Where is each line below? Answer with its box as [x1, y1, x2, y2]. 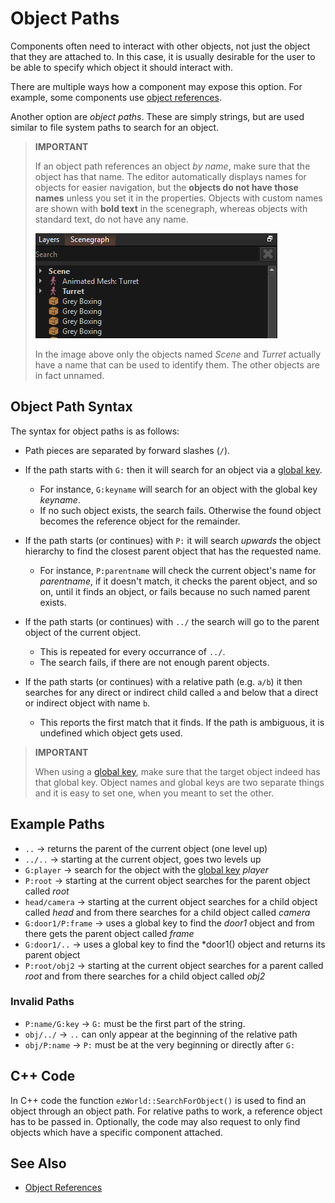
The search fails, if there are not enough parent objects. [39, 656, 270, 668]
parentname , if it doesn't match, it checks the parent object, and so [39, 575, 318, 587]
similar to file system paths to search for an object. [10, 121, 220, 133]
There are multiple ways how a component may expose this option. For [10, 80, 303, 92]
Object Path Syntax [10, 398, 133, 416]
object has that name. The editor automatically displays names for [34, 170, 307, 182]
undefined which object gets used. [39, 727, 183, 739]
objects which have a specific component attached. [10, 1126, 223, 1138]
